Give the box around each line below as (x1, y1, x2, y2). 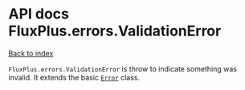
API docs (8, 5, 70, 23)
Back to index (8, 48, 54, 58)
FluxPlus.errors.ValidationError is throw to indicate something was (8, 63, 237, 73)
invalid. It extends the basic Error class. (8, 72, 141, 82)
